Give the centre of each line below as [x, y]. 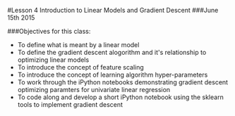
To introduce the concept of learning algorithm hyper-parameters [113, 75]
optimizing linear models [53, 60]
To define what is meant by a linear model [78, 45]
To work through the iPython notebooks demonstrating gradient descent [122, 82]
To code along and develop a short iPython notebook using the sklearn [120, 97]
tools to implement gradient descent [70, 104]
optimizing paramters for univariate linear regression [94, 90]
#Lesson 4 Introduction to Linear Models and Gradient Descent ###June [113, 10]
